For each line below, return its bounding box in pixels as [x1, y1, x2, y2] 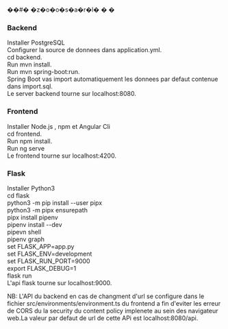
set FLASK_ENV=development [7, 249, 92, 258]
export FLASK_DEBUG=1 [7, 264, 77, 272]
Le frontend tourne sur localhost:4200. [7, 151, 116, 160]
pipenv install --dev [7, 220, 63, 228]
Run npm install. [7, 136, 53, 145]
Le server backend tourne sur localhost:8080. [7, 90, 137, 98]
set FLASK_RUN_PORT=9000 [7, 256, 90, 265]
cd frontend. [7, 130, 42, 138]
